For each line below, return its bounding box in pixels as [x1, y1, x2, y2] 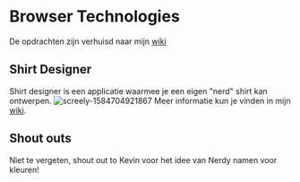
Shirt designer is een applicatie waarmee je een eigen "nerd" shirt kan [9, 85, 269, 96]
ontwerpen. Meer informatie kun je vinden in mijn [9, 95, 291, 106]
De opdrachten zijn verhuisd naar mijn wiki [9, 36, 167, 47]
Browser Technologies [9, 6, 181, 27]
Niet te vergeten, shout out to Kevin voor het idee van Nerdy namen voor [9, 154, 278, 165]
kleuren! [9, 164, 40, 175]
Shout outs [9, 131, 72, 146]
